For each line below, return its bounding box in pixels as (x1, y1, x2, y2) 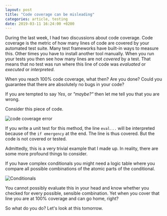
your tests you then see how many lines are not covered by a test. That (5, 56, 151, 62)
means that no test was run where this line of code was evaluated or (5, 61, 146, 67)
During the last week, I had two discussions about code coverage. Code (5, 35, 153, 41)
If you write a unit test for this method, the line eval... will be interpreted (5, 125, 155, 131)
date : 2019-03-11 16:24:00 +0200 (5, 21, 75, 26)
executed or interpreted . (5, 67, 55, 73)
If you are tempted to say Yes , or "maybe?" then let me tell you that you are (5, 91, 160, 97)
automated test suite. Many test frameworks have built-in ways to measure (5, 45, 159, 51)
